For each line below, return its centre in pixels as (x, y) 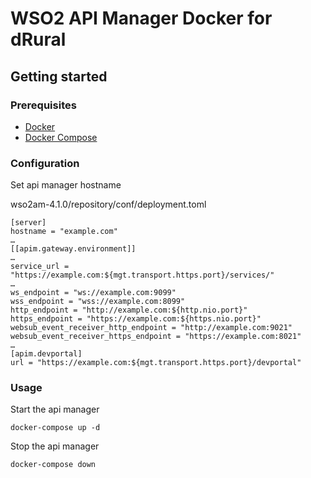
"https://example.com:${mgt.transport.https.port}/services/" (142, 275)
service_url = (40, 267)
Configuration (45, 163)
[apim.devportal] (46, 354)
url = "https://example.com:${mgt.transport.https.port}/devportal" (156, 363)
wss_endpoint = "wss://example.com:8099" (98, 302)
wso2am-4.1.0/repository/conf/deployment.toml (108, 204)
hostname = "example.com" (64, 232)
